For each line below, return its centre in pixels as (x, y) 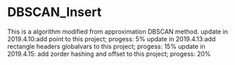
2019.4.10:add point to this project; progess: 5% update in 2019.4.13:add (112, 38)
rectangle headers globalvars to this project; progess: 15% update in (106, 46)
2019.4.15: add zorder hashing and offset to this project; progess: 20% (109, 54)
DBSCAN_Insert (55, 12)
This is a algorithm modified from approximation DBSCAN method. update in (118, 31)
